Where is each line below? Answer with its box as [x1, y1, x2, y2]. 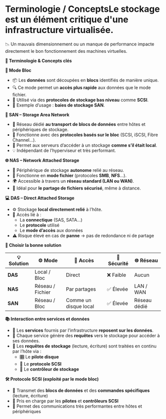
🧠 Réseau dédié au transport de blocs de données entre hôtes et [12, 121, 146, 127]
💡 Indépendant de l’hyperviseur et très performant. [12, 147, 116, 153]
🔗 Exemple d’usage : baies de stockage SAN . [12, 102, 105, 108]
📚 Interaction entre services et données [5, 316, 90, 322]
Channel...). [12, 137, 36, 143]
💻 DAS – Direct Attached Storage [5, 195, 75, 201]
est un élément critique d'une [5, 14, 128, 25]
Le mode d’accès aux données [19, 227, 83, 233]
